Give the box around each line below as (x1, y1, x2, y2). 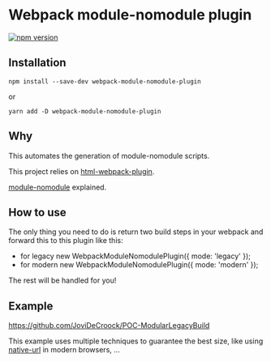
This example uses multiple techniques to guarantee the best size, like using (8, 336, 264, 346)
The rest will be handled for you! (8, 275, 117, 285)
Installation (8, 56, 67, 70)
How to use (8, 205, 67, 219)
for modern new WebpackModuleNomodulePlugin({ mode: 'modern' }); (19, 260, 259, 270)
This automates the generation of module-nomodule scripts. (8, 151, 210, 160)
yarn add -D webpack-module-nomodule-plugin (8, 107, 161, 115)
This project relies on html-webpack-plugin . (8, 166, 155, 176)
